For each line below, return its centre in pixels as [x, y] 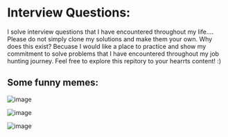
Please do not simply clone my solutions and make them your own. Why [110, 39]
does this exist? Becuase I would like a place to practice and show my [107, 46]
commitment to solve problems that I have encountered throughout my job [113, 54]
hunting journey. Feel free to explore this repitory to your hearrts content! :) [114, 61]
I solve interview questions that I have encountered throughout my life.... [110, 32]
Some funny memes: [53, 83]
